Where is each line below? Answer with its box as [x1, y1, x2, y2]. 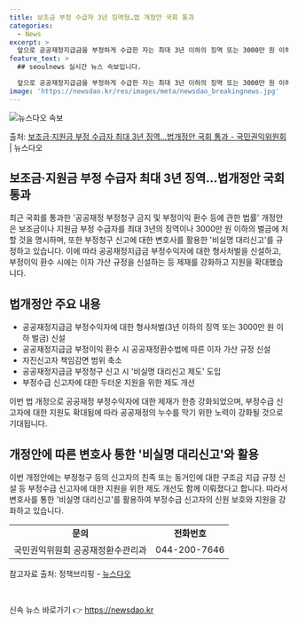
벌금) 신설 [31, 333, 67, 344]
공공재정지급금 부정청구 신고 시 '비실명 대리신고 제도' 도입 [21, 366, 222, 377]
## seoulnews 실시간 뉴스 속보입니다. [17, 63, 142, 72]
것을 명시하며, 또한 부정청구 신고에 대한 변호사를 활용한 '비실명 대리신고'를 [18, 234, 274, 245]
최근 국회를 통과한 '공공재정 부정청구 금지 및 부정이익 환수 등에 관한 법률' [9, 212, 260, 223]
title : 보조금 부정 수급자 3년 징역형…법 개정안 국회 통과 [9, 12, 195, 22]
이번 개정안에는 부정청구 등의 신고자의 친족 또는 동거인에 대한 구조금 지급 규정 [9, 472, 277, 483]
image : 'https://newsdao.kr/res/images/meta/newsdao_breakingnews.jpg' [9, 86, 279, 96]
